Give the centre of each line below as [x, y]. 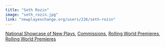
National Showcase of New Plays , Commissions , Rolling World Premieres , [83, 34]
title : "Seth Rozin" [27, 10]
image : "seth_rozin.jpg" [32, 15]
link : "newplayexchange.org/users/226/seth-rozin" [60, 19]
